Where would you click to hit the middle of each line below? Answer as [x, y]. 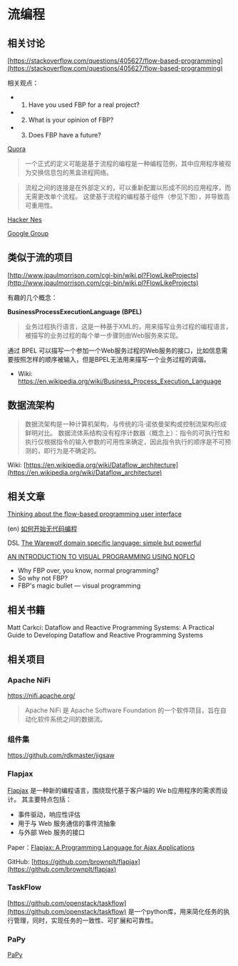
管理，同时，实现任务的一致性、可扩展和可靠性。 [85, 920]
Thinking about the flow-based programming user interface [94, 514]
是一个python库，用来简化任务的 [176, 911]
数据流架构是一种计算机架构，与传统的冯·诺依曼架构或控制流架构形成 [125, 424]
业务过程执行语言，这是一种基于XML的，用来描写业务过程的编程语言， [128, 326]
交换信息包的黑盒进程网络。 [72, 172]
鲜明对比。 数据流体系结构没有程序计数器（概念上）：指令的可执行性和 [127, 432]
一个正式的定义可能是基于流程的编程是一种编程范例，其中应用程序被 [125, 163]
